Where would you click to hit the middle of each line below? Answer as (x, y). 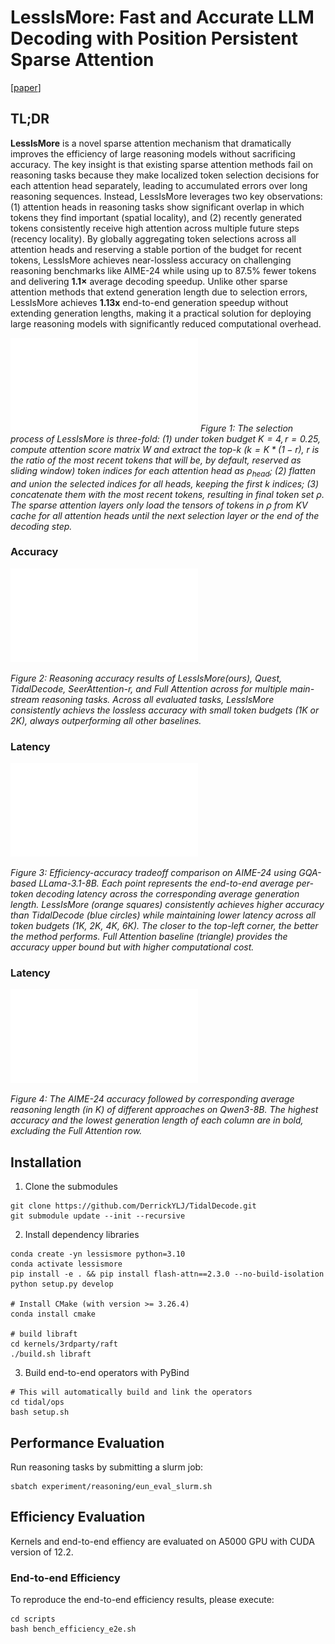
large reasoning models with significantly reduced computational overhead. (166, 323)
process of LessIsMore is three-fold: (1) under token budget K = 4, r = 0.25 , (165, 438)
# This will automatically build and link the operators (131, 1392)
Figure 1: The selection (246, 428)
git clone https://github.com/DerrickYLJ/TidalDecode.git (133, 1206)
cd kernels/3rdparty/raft (64, 1344)
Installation (46, 1162)
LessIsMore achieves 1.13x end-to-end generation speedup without (149, 302)
